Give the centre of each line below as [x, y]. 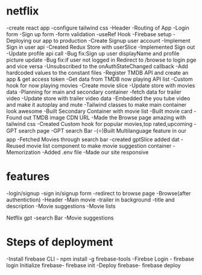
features [28, 177]
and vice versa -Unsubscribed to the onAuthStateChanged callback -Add [97, 66]
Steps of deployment [60, 242]
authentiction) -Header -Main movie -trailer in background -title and [90, 200]
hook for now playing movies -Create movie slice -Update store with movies [101, 85]
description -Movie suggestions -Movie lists [61, 206]
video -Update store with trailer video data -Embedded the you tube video [98, 98]
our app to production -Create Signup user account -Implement [112, 40]
